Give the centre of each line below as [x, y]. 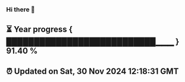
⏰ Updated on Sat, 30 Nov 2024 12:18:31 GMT [93, 71]
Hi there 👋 [21, 10]
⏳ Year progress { [40, 29]
